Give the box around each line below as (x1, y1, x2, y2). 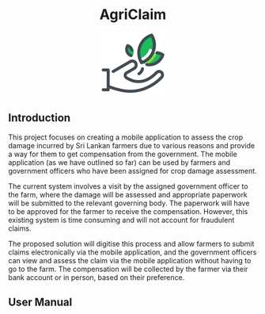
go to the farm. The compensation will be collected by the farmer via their (8, 264, 248, 274)
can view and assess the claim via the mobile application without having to (8, 255, 252, 265)
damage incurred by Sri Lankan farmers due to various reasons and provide (8, 140, 256, 150)
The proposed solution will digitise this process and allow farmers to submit (8, 239, 255, 248)
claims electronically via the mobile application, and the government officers (8, 247, 257, 257)
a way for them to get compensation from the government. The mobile (8, 149, 237, 159)
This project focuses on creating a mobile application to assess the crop (8, 132, 244, 142)
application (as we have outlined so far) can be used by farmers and (8, 157, 231, 167)
